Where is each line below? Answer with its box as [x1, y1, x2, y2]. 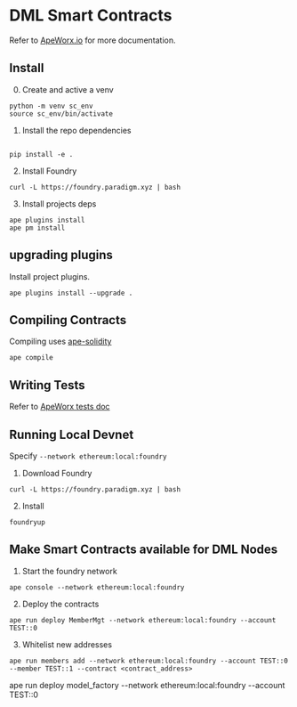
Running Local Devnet [9, 427, 134, 442]
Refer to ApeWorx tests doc [9, 402, 110, 412]
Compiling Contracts [9, 313, 127, 328]
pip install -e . [9, 150, 74, 158]
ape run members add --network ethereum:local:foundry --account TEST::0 [9, 656, 289, 665]
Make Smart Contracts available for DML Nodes [9, 542, 278, 557]
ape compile [9, 353, 53, 362]
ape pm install [9, 223, 66, 232]
